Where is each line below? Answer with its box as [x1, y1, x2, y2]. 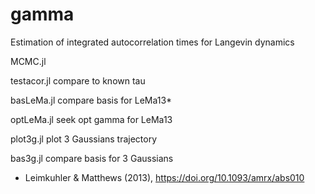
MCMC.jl [10, 55, 47, 67]
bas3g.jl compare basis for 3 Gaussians [10, 152, 174, 164]
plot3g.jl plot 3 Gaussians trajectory [10, 133, 158, 145]
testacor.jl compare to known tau [10, 74, 146, 87]
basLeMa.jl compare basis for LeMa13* [10, 94, 173, 106]
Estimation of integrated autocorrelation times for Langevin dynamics [10, 36, 295, 48]
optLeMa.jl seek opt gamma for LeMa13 [10, 113, 173, 125]
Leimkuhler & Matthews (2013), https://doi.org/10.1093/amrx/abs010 [24, 171, 305, 183]
